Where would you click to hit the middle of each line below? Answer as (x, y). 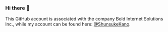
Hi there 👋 (18, 8)
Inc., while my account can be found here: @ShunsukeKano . (68, 24)
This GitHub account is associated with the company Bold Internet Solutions (84, 19)
